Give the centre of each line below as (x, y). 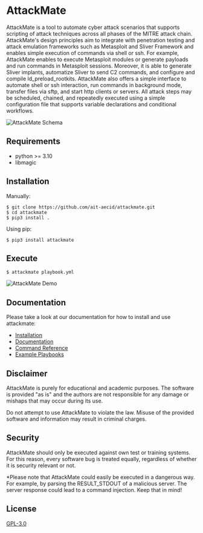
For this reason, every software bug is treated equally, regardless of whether (101, 459)
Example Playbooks (40, 355)
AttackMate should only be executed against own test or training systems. (98, 452)
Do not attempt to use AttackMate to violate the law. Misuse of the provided (100, 412)
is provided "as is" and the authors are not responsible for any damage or (98, 394)
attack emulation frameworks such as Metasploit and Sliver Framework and (100, 47)
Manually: (18, 196)
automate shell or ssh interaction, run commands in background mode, (94, 85)
